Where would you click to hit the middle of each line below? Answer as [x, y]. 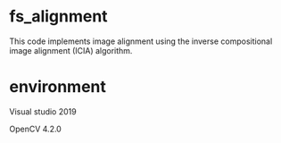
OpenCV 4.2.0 [36, 129]
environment [58, 87]
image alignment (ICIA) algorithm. [71, 50]
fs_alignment [59, 17]
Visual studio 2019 [43, 111]
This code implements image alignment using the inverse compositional [141, 41]
